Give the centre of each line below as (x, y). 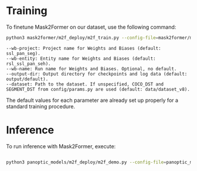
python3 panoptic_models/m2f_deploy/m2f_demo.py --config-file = (86, 162)
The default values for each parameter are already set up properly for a (92, 100)
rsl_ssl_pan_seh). (28, 64)
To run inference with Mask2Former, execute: (61, 146)
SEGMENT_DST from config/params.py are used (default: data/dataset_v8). (98, 89)
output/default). (27, 79)
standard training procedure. (40, 106)
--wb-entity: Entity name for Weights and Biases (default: (81, 59)
